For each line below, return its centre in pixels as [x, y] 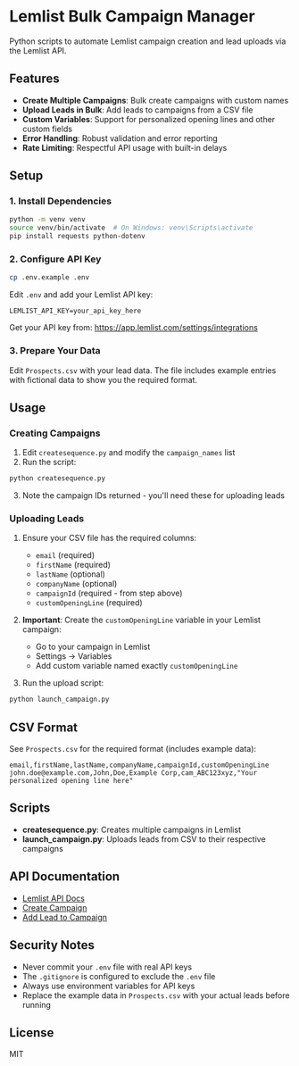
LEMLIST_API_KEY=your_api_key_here [75, 311]
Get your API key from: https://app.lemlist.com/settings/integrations [134, 328]
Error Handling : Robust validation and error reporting [120, 138]
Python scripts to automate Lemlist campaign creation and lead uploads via [148, 41]
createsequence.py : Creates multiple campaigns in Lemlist [131, 829]
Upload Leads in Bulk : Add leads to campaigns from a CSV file [137, 110]
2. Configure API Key [55, 259]
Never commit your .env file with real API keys [107, 967]
